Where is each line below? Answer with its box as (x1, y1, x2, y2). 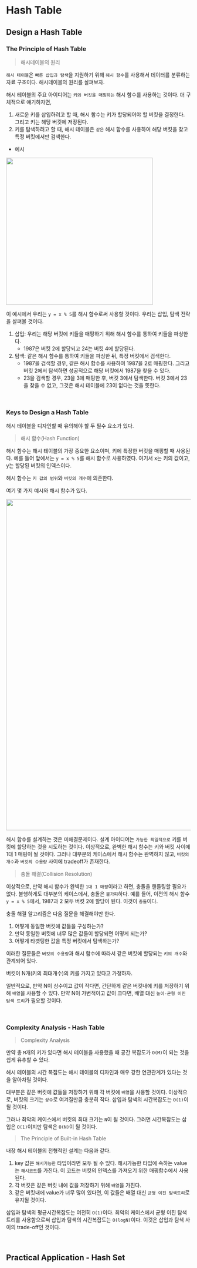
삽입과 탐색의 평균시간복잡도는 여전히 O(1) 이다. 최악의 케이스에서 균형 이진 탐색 (6, 1209, 188, 1216)
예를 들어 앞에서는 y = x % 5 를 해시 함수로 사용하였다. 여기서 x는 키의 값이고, (13, 454, 191, 462)
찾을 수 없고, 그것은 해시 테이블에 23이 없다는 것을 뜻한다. (29, 381, 161, 389)
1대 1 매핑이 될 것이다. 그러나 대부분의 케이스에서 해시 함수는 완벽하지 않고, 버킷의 (6, 851, 189, 858)
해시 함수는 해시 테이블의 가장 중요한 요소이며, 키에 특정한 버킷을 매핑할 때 (6, 447, 175, 454)
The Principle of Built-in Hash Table (20, 1135, 107, 1142)
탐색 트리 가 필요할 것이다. (6, 997, 63, 1004)
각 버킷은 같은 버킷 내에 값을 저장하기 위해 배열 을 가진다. (14, 1181, 142, 1189)
